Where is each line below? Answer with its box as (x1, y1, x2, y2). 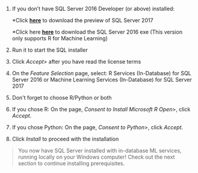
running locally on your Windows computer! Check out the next (17, 153, 175, 160)
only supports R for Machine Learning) (11, 35, 108, 41)
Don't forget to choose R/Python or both (11, 94, 113, 101)
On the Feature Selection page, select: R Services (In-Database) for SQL (11, 70, 191, 77)
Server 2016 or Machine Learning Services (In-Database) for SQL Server (11, 76, 193, 83)
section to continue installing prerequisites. (17, 160, 125, 167)
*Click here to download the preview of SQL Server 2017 (11, 17, 153, 23)
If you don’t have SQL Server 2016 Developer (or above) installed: (11, 5, 175, 12)
